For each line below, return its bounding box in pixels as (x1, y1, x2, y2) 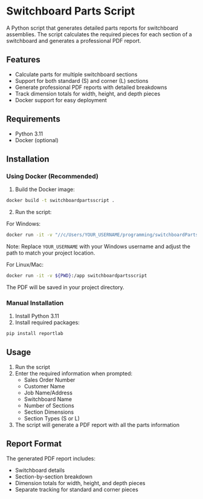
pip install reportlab (6, 331, 63, 337)
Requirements (6, 114, 60, 125)
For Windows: (6, 220, 41, 227)
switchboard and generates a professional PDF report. (6, 37, 141, 44)
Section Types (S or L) (24, 414, 80, 422)
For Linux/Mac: (6, 261, 44, 268)
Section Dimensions (24, 408, 74, 416)
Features (6, 54, 40, 65)
